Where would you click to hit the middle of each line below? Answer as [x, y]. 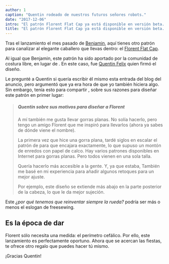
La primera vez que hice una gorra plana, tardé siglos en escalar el [87, 140]
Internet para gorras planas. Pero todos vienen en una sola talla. [85, 156]
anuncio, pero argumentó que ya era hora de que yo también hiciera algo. [82, 85]
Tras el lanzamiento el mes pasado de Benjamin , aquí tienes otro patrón [80, 43]
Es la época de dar [35, 223]
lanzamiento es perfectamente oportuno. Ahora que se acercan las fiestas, [83, 241]
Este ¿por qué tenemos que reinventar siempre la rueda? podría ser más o [83, 202]
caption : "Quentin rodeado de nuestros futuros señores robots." [76, 15]
